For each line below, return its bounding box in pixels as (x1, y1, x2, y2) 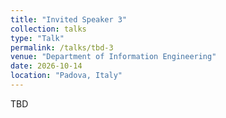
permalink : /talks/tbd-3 (10, 42, 114, 53)
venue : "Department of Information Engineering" (10, 52, 217, 62)
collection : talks (10, 24, 87, 34)
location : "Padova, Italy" (10, 71, 123, 81)
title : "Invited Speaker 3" (10, 14, 128, 25)
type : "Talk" (10, 33, 65, 43)
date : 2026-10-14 (10, 61, 83, 71)
